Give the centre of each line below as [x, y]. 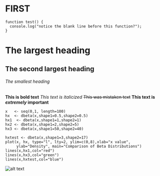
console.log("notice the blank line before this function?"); [76, 26]
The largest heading [48, 51]
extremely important [27, 102]
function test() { [24, 22]
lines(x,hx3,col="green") [32, 155]
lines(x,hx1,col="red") [30, 151]
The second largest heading [50, 69]
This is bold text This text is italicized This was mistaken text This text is [80, 97]
